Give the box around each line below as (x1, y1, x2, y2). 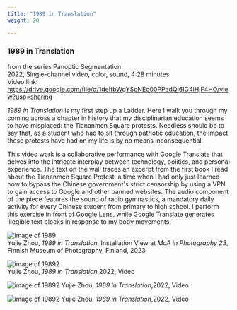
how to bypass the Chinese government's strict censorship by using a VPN (7, 179, 226, 188)
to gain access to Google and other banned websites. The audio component (7, 187, 229, 196)
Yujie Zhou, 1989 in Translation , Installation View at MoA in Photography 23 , (7, 238, 229, 247)
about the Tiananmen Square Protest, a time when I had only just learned (7, 172, 220, 181)
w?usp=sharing (7, 93, 53, 101)
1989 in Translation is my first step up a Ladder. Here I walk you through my (7, 106, 228, 114)
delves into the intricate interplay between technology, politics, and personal (7, 157, 230, 166)
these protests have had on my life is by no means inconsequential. (7, 136, 204, 145)
